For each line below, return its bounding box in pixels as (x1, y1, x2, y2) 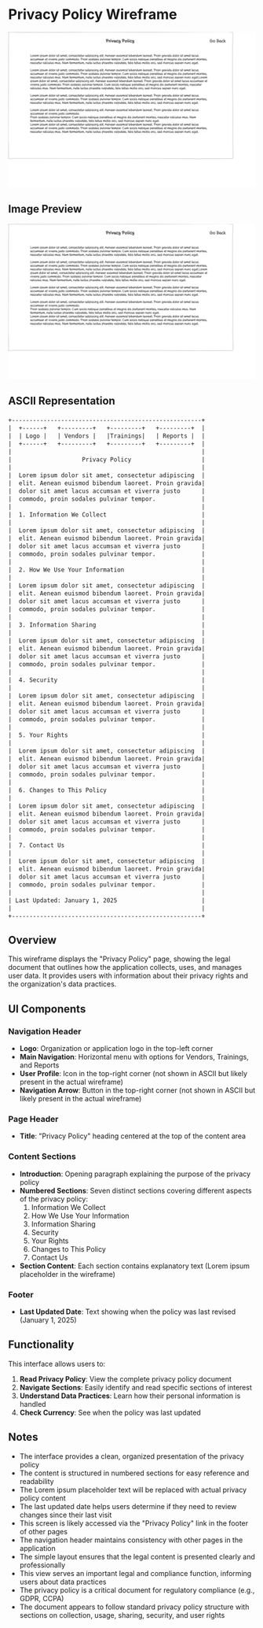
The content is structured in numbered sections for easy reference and (19, 1468, 250, 1478)
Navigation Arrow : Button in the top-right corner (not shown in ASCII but (19, 1086, 256, 1095)
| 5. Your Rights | (8, 731, 206, 739)
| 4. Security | (8, 675, 206, 684)
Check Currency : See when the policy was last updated (19, 1408, 202, 1417)
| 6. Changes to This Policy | (8, 786, 206, 794)
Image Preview (8, 202, 82, 216)
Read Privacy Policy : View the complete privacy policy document (19, 1374, 232, 1383)
